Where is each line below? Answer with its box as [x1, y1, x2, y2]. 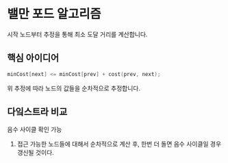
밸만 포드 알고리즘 [7, 6, 101, 22]
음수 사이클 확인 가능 [7, 125, 62, 134]
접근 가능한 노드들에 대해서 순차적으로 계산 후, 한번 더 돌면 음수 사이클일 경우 [16, 140, 222, 148]
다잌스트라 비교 [7, 106, 68, 118]
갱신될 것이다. [16, 149, 55, 157]
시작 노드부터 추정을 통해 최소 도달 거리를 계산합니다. [7, 30, 148, 38]
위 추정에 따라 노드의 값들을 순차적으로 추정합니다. [7, 84, 141, 92]
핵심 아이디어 [7, 52, 60, 64]
